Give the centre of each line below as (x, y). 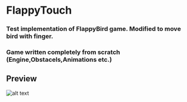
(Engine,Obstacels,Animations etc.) (59, 60)
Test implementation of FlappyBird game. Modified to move (94, 29)
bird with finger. (30, 36)
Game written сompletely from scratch (63, 52)
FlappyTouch (39, 10)
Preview (22, 79)
